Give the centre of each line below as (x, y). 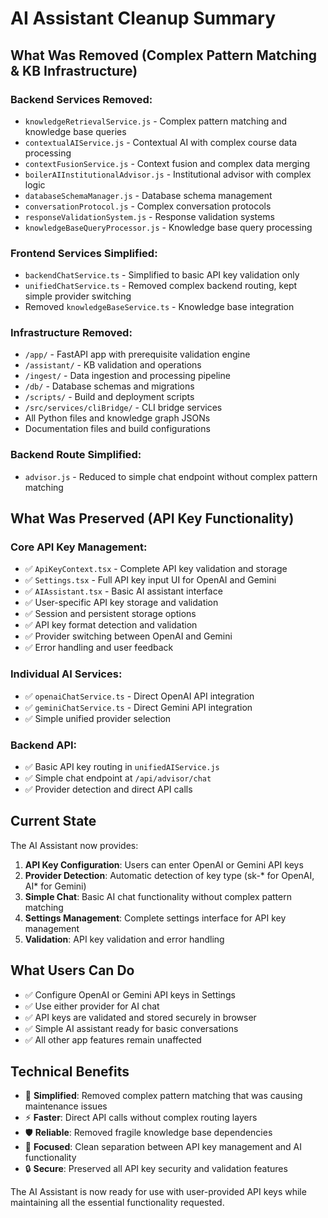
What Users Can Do (72, 970)
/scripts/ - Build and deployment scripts (109, 397)
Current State (53, 821)
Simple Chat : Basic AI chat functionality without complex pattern (158, 896)
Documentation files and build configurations (117, 429)
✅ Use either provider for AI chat (92, 1006)
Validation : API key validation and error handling (124, 939)
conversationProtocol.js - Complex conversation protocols (148, 206)
